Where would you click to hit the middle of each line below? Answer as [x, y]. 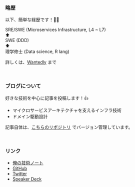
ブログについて [23, 86]
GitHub [20, 168]
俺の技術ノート [28, 162]
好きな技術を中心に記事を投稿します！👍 [47, 98]
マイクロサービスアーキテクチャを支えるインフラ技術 [67, 110]
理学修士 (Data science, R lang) [37, 51]
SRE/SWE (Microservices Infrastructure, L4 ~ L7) [55, 30]
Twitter [20, 173]
